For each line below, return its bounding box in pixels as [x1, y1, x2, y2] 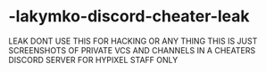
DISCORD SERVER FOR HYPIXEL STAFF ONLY [8, 54, 179, 65]
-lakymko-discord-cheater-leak [8, 6, 251, 27]
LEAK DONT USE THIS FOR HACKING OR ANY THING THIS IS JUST [8, 36, 258, 46]
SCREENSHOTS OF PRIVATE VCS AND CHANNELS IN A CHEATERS [8, 44, 256, 55]
